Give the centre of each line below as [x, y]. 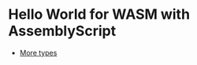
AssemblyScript [62, 31]
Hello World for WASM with [99, 14]
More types [38, 52]
